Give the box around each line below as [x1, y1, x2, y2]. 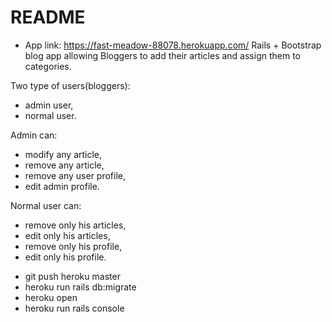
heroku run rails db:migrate [24, 281, 137, 293]
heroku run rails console [24, 302, 125, 314]
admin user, [24, 99, 74, 111]
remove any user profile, [24, 169, 127, 181]
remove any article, [24, 159, 105, 171]
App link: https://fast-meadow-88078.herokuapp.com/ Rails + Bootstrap [24, 39, 322, 51]
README [10, 6, 86, 29]
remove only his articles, [24, 219, 127, 231]
